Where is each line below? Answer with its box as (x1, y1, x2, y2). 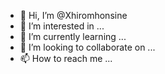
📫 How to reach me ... (19, 53, 113, 64)
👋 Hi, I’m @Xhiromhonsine (19, 10, 128, 21)
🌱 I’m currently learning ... (19, 31, 127, 42)
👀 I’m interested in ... (19, 20, 105, 32)
